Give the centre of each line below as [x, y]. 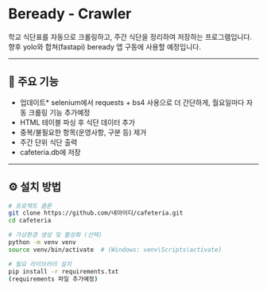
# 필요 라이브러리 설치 [40, 264]
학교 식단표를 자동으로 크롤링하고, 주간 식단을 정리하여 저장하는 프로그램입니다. [130, 37]
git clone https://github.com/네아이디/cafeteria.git [96, 213]
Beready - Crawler [70, 14]
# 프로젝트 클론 [30, 206]
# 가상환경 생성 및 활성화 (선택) [55, 235]
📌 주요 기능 [34, 81]
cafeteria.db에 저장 [50, 152]
